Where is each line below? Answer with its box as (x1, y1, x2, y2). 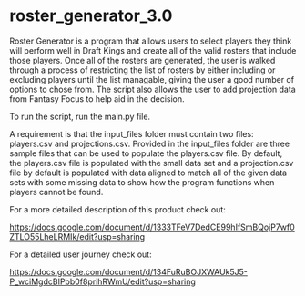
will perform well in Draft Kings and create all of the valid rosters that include (9, 44, 297, 55)
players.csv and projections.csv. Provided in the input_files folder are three (9, 138, 290, 149)
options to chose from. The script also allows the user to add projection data (9, 84, 296, 94)
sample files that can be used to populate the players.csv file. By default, (9, 147, 283, 159)
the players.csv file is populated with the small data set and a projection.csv (9, 157, 294, 168)
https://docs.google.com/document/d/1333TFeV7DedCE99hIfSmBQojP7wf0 (9, 222, 296, 232)
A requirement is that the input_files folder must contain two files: (9, 128, 254, 139)
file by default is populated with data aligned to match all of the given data (9, 167, 288, 178)
